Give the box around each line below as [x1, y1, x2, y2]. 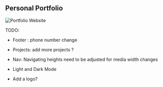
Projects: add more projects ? [12, 46, 74, 52]
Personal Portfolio [5, 4, 63, 13]
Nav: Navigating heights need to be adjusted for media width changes [12, 56, 158, 62]
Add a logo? [12, 75, 38, 82]
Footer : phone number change [12, 37, 77, 43]
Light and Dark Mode [12, 66, 57, 72]
